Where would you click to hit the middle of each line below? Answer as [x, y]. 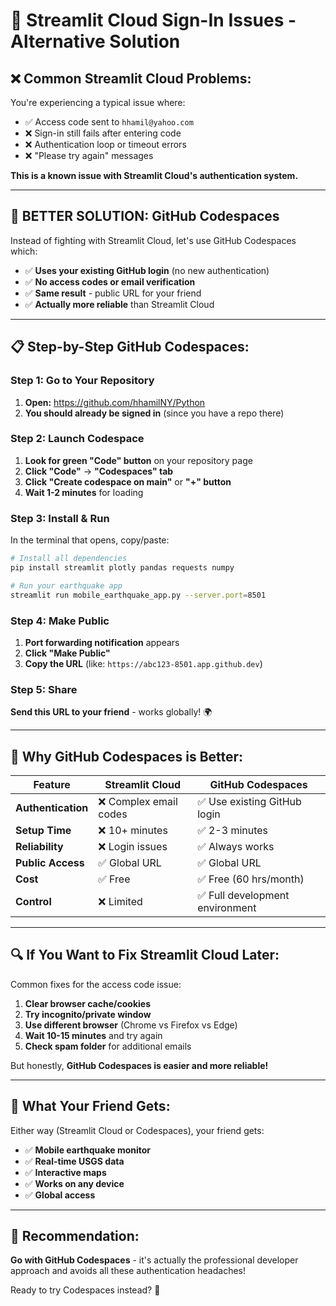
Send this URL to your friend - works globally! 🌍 [111, 712]
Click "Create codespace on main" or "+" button [128, 481]
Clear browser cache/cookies [87, 1003]
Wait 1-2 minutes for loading [84, 492]
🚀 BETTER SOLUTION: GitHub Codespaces [145, 216]
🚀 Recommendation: [75, 1236]
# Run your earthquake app [66, 585]
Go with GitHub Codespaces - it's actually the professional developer [154, 1260]
